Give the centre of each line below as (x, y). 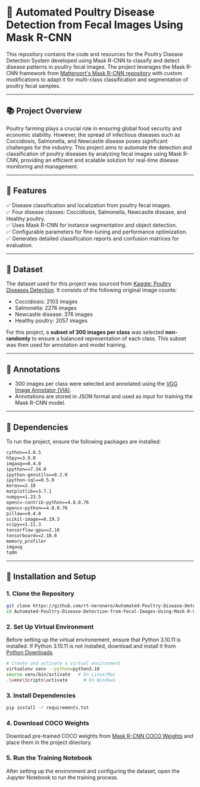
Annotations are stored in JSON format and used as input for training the (104, 396)
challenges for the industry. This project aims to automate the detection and (99, 147)
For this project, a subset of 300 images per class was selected (85, 332)
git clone (18, 606)
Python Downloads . (30, 653)
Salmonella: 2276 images (46, 308)
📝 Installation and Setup (51, 577)
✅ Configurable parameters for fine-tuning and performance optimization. (97, 232)
